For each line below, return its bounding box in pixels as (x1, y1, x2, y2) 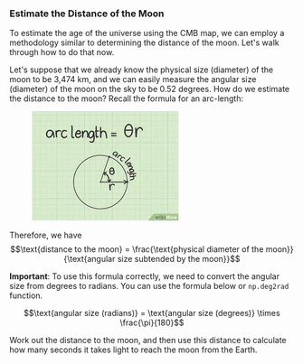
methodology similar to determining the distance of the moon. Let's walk (9, 37, 279, 48)
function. (9, 290, 43, 301)
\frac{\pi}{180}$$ (119, 317, 185, 328)
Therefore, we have (9, 229, 83, 241)
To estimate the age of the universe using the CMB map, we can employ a (9, 28, 285, 39)
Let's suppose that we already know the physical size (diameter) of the (9, 64, 274, 75)
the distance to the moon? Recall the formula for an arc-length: (9, 93, 244, 104)
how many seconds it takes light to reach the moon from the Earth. (9, 344, 258, 355)
